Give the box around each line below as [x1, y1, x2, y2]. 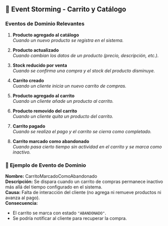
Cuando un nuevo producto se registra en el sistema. [12, 37, 124, 43]
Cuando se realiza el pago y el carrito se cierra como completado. [12, 128, 152, 134]
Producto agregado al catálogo [12, 31, 79, 38]
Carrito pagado [12, 123, 46, 129]
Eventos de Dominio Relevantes [5, 20, 85, 27]
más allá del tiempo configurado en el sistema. [5, 183, 103, 190]
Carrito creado [12, 77, 45, 84]
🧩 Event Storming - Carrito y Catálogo [5, 5, 127, 14]
